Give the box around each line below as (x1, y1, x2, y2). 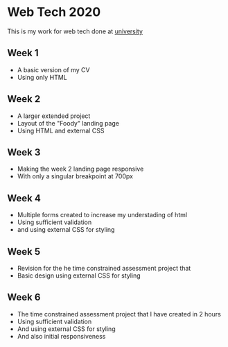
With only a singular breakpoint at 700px (17, 172, 134, 180)
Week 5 (7, 246, 40, 257)
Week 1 (7, 47, 39, 59)
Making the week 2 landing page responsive (17, 164, 144, 173)
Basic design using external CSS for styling (17, 271, 141, 280)
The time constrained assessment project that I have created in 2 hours (17, 310, 222, 318)
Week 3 (7, 146, 41, 158)
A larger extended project (17, 112, 91, 120)
